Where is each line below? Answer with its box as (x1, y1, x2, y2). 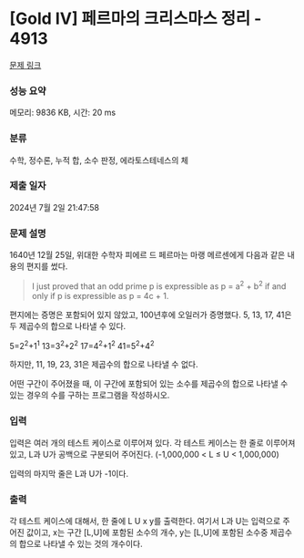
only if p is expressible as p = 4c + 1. (31, 290, 169, 301)
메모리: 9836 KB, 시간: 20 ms (9, 107, 117, 119)
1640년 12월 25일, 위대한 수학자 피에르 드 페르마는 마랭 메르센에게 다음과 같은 (9, 250, 286, 261)
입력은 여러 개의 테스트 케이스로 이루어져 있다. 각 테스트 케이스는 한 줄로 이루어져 (9, 437, 296, 448)
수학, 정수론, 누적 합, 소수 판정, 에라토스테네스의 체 (9, 154, 189, 165)
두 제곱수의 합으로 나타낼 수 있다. (9, 320, 127, 331)
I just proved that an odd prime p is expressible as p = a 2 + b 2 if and (31, 279, 287, 292)
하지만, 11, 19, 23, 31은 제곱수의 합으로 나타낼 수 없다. (9, 359, 198, 370)
